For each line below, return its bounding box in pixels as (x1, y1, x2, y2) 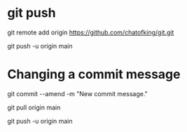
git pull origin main (7, 103, 61, 112)
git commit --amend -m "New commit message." (7, 89, 148, 98)
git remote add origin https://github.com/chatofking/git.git (7, 28, 174, 37)
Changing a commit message (7, 67, 181, 82)
